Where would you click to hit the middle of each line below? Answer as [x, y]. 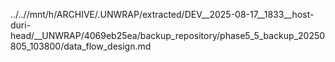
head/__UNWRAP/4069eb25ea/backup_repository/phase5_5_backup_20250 [168, 35]
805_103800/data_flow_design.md [81, 46]
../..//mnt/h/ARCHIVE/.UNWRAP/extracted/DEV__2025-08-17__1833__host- [162, 14]
